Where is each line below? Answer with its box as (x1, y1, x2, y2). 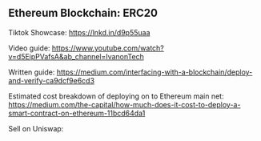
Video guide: (8, 43, 50, 53)
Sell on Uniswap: (8, 123, 64, 133)
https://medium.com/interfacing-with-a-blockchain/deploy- (56, 67, 253, 77)
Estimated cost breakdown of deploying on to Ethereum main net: (8, 91, 224, 101)
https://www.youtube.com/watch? (51, 43, 164, 53)
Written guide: (8, 67, 55, 77)
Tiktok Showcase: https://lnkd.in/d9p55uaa (8, 27, 151, 37)
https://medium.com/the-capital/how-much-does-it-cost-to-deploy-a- (8, 99, 241, 109)
